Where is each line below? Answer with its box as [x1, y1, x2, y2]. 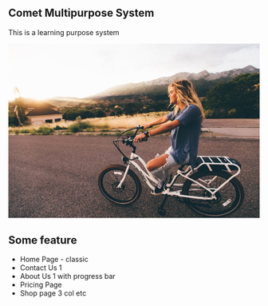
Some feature [8, 233, 77, 247]
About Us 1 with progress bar [19, 272, 116, 281]
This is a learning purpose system [8, 27, 120, 37]
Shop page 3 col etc [19, 288, 87, 298]
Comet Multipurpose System [8, 6, 155, 20]
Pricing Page [19, 280, 62, 290]
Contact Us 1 [19, 263, 62, 272]
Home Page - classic [19, 255, 89, 264]
